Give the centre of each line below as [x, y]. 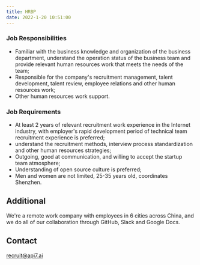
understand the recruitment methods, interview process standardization [104, 144]
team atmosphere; [38, 163]
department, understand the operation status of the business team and [103, 58]
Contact [22, 241]
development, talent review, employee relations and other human [95, 83]
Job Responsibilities [37, 38]
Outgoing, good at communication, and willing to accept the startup [98, 157]
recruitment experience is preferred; [60, 138]
